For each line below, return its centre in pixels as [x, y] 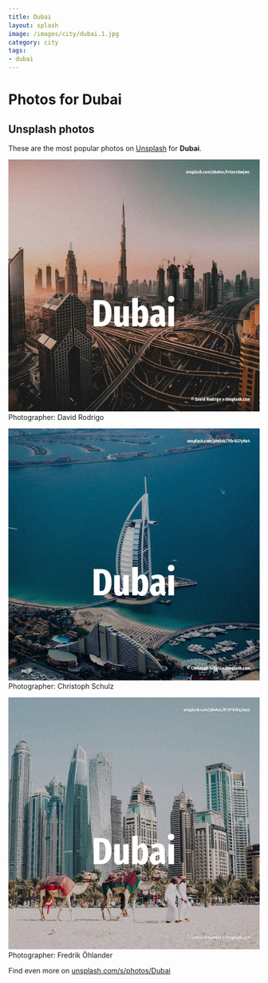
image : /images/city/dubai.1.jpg [64, 34]
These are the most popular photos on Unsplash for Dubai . [105, 148]
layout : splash [33, 25]
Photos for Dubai [65, 100]
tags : [17, 51]
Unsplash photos [51, 129]
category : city [33, 42]
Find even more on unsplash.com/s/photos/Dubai [90, 971]
